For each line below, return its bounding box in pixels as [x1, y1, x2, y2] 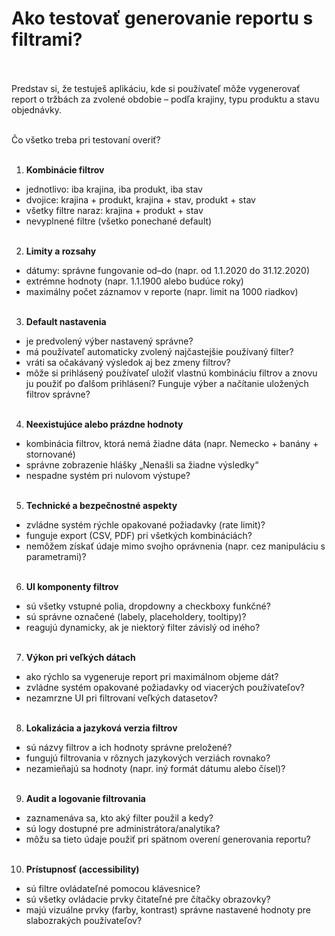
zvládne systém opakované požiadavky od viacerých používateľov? [25, 681, 306, 693]
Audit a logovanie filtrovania [25, 792, 146, 804]
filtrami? [11, 28, 83, 51]
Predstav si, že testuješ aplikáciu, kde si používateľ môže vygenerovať [11, 82, 301, 94]
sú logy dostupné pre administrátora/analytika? [25, 822, 221, 834]
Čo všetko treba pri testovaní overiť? [11, 133, 161, 146]
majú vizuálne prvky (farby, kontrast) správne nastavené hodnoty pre [25, 903, 312, 916]
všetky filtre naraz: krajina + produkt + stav [25, 204, 204, 216]
